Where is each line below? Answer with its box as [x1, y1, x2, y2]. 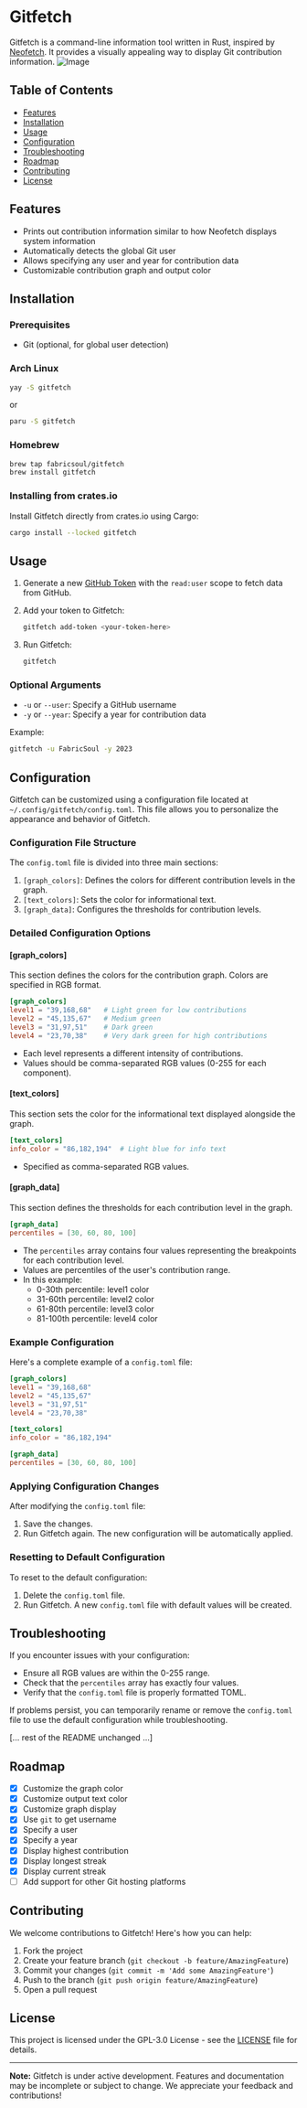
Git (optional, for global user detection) [22, 339, 169, 350]
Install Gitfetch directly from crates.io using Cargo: [9, 510, 199, 521]
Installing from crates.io [9, 489, 119, 502]
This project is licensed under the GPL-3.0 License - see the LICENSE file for [9, 2035, 298, 2046]
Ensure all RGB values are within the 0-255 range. [22, 1667, 210, 1679]
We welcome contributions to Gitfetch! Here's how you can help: [9, 1927, 252, 1938]
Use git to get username [22, 1814, 117, 1825]
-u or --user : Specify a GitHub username [22, 700, 176, 711]
